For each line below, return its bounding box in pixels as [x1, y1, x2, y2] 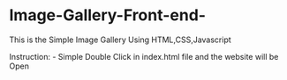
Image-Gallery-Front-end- [9, 5, 206, 25]
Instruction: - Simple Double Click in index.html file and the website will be [9, 51, 279, 62]
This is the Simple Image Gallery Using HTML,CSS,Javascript [9, 34, 231, 45]
